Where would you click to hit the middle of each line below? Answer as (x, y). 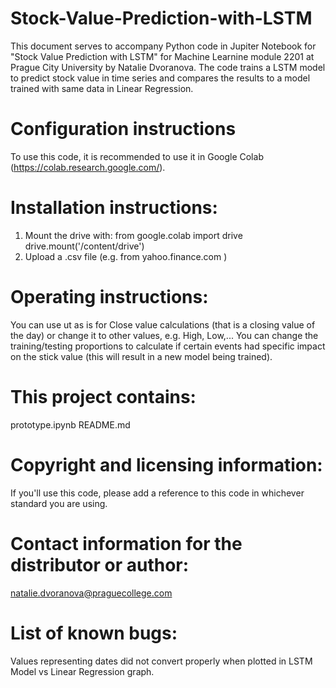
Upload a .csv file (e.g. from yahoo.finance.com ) (126, 256)
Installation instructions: (114, 208)
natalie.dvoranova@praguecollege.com (91, 593)
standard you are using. (59, 503)
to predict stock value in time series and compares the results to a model (160, 78)
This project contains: (103, 396)
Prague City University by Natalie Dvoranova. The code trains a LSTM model (168, 67)
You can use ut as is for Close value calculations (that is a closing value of (163, 324)
